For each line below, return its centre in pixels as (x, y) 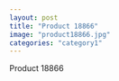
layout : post (34, 18)
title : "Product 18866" (54, 26)
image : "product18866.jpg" (60, 34)
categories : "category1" (56, 43)
